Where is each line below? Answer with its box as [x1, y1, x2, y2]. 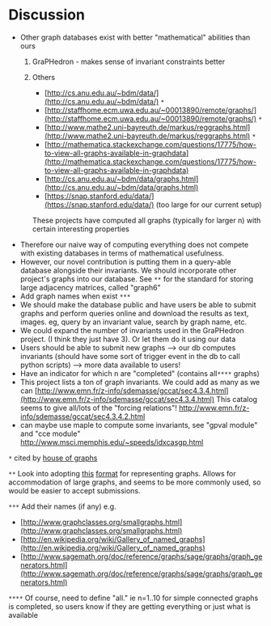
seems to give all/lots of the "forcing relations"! [19, 403, 178, 412]
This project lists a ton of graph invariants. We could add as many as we [19, 377, 260, 387]
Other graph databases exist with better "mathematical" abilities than [19, 32, 251, 42]
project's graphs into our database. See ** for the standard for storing [19, 273, 253, 284]
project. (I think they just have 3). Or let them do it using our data [19, 334, 236, 344]
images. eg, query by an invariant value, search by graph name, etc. [19, 317, 248, 327]
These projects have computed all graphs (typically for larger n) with [32, 215, 261, 225]
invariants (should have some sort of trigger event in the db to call [19, 351, 240, 361]
